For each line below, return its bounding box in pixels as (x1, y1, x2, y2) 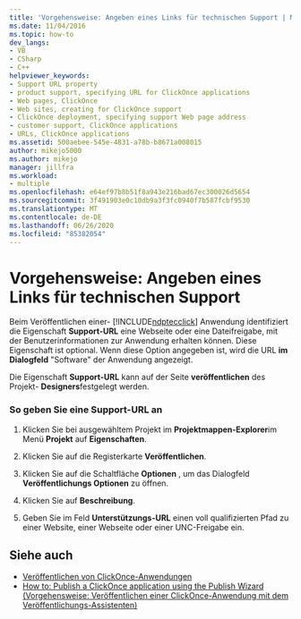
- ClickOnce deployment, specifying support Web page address (9, 113, 246, 122)
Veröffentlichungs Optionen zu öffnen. (21, 478, 168, 488)
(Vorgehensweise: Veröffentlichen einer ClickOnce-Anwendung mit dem (21, 590, 289, 601)
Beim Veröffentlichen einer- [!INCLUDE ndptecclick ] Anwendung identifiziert (9, 317, 288, 327)
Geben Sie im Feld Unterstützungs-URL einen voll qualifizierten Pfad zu (21, 512, 289, 523)
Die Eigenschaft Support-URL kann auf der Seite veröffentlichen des (9, 372, 266, 383)
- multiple (9, 180, 50, 189)
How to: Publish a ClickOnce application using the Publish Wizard (21, 581, 264, 591)
